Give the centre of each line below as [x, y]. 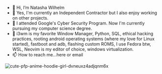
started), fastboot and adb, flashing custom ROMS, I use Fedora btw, [81, 44]
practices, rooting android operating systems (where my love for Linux [83, 39]
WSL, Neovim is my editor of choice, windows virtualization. [73, 49]
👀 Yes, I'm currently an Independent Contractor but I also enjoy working [84, 13]
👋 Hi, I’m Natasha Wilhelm [38, 8]
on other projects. [30, 18]
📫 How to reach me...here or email [48, 55]
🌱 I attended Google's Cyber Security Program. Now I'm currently [78, 23]
